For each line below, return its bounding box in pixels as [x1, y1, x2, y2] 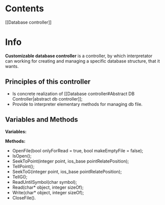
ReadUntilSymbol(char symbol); [12, 179, 78, 185]
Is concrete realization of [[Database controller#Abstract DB [12, 91, 135, 97]
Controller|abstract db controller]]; [12, 96, 83, 102]
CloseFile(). [12, 195, 36, 201]
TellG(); [12, 173, 28, 180]
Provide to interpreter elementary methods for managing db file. [12, 101, 143, 107]
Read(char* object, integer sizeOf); [12, 184, 84, 190]
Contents [5, 3, 44, 14]
